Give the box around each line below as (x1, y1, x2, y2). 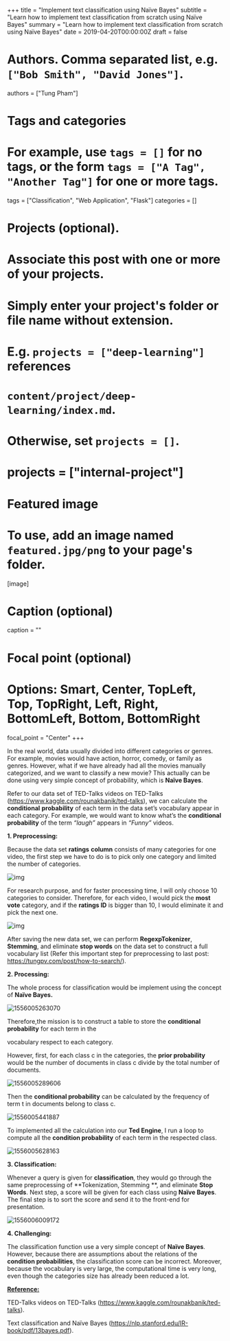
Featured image (7, 496, 98, 512)
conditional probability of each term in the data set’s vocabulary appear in (7, 803, 220, 812)
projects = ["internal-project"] (7, 465, 184, 480)
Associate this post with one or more (7, 252, 221, 267)
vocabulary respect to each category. (7, 1038, 113, 1046)
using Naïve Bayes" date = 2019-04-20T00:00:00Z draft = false (7, 27, 187, 36)
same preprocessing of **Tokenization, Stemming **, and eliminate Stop (7, 1180, 214, 1189)
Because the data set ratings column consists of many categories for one (7, 845, 216, 853)
